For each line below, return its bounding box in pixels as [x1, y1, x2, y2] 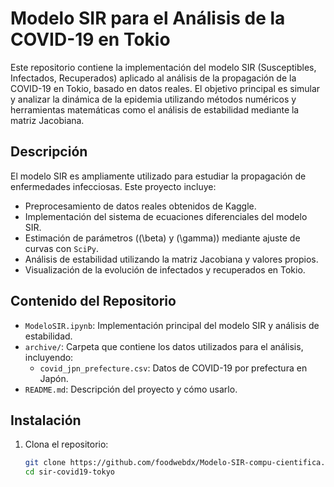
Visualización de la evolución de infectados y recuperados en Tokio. [24, 263, 306, 276]
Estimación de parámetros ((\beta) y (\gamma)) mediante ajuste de [24, 232, 301, 244]
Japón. [39, 372, 69, 384]
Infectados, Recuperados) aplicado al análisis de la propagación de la [10, 72, 297, 84]
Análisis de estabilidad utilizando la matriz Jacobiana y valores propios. [24, 253, 319, 265]
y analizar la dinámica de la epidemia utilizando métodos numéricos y [10, 93, 297, 105]
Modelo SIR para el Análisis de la [10, 7, 286, 30]
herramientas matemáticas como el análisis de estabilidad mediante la [10, 103, 300, 116]
